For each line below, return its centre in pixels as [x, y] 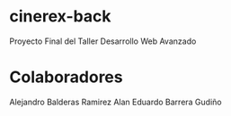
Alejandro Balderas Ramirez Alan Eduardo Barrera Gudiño [115, 102]
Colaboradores [66, 77]
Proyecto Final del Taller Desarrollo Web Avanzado [103, 41]
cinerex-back [60, 17]
